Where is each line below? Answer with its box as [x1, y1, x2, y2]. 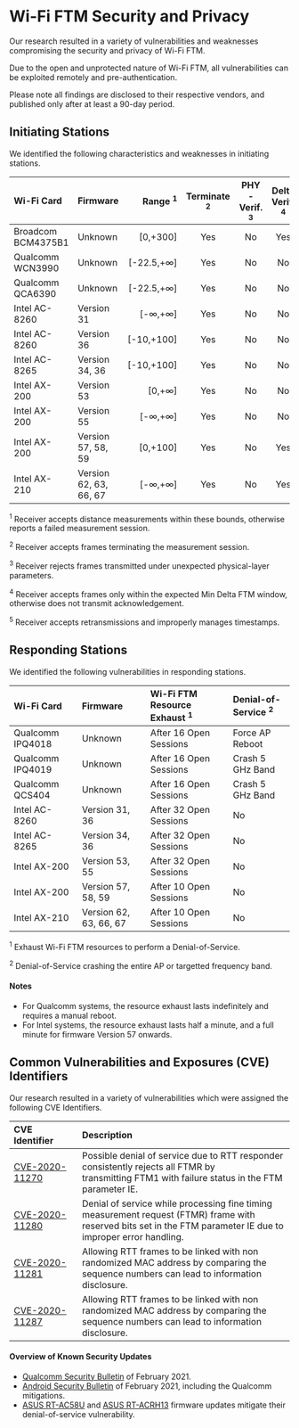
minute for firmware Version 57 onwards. [21, 1029, 173, 1039]
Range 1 [141, 193, 178, 208]
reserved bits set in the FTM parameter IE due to [81, 1219, 285, 1232]
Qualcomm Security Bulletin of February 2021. [21, 1371, 191, 1382]
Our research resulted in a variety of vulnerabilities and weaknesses [9, 36, 259, 46]
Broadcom [13, 225, 58, 237]
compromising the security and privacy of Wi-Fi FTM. [9, 45, 206, 55]
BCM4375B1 [13, 236, 69, 249]
